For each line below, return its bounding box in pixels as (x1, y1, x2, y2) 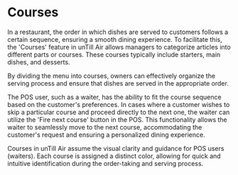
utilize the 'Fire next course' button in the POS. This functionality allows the (7, 115, 227, 124)
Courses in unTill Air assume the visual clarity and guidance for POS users (7, 144, 225, 152)
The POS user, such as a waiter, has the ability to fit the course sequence (7, 93, 222, 101)
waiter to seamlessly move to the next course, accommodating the (7, 123, 202, 131)
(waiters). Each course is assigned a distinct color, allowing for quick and (7, 152, 222, 160)
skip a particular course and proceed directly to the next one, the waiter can (7, 108, 230, 116)
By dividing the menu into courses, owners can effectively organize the (7, 72, 215, 80)
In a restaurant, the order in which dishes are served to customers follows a (7, 28, 229, 36)
